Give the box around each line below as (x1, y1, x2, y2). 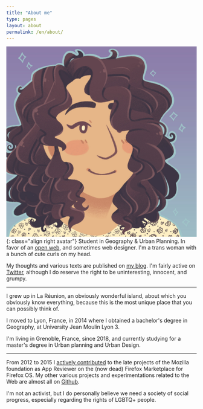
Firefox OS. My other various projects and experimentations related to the (6, 372, 190, 379)
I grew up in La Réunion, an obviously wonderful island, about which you (6, 292, 187, 300)
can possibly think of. (6, 305, 60, 312)
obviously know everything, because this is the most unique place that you (6, 299, 192, 306)
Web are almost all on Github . (6, 378, 80, 385)
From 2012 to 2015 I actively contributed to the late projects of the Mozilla (6, 359, 189, 366)
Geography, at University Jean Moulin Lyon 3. (6, 323, 120, 330)
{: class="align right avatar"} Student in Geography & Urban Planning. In (6, 237, 185, 245)
